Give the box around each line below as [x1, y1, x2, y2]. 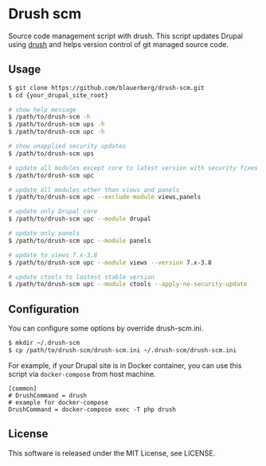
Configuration [8, 302, 80, 315]
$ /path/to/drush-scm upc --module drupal [8, 215, 151, 223]
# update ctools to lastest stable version [8, 272, 155, 281]
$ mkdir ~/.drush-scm [8, 339, 80, 347]
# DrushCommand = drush [8, 391, 88, 399]
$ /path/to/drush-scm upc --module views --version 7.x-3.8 [8, 258, 213, 267]
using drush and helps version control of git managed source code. [8, 39, 229, 49]
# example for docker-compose [8, 398, 109, 406]
